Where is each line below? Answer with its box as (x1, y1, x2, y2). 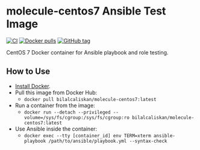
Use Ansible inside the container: (14, 125, 98, 132)
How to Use (6, 67, 51, 77)
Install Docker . (14, 82, 51, 90)
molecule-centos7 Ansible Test (6, 4, 166, 18)
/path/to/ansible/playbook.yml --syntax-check (48, 138, 167, 144)
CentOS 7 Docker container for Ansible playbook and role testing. (6, 48, 169, 56)
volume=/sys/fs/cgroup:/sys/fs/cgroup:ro (23, 114, 130, 120)
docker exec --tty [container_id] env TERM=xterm (23, 132, 152, 139)
